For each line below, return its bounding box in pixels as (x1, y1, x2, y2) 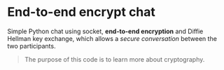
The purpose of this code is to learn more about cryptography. (24, 55, 205, 63)
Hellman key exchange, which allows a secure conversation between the (7, 34, 217, 42)
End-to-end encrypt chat (7, 4, 156, 20)
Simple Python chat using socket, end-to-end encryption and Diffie (7, 27, 204, 35)
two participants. (7, 42, 56, 50)
